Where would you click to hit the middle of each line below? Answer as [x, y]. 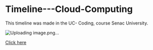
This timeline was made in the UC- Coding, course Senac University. [77, 23]
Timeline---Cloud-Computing [69, 9]
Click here [16, 42]
